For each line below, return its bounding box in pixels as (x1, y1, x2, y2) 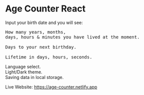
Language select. (5, 63, 41, 69)
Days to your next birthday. (5, 44, 76, 50)
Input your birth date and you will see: (5, 19, 83, 25)
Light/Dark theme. (5, 68, 42, 75)
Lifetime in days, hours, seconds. (5, 54, 92, 60)
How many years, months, (5, 29, 66, 35)
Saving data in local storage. (5, 74, 64, 80)
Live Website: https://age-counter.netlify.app (5, 83, 97, 90)
